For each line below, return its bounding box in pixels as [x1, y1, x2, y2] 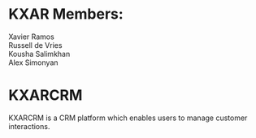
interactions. [8, 121, 50, 131]
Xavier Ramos [8, 32, 54, 41]
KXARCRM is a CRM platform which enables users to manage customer [8, 113, 248, 123]
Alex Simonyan [8, 58, 59, 67]
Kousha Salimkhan [8, 49, 71, 58]
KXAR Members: [8, 5, 124, 24]
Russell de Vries [8, 40, 63, 50]
